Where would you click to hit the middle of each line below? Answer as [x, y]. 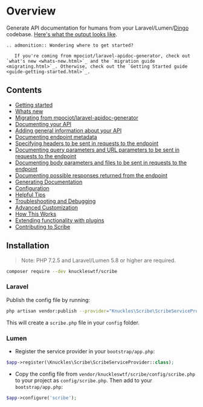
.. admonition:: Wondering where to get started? [70, 45]
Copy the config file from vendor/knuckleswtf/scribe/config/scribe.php [105, 374]
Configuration [32, 188]
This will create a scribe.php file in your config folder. [73, 322]
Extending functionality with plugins [60, 220]
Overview [31, 11]
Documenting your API [43, 124]
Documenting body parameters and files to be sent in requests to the [101, 162]
